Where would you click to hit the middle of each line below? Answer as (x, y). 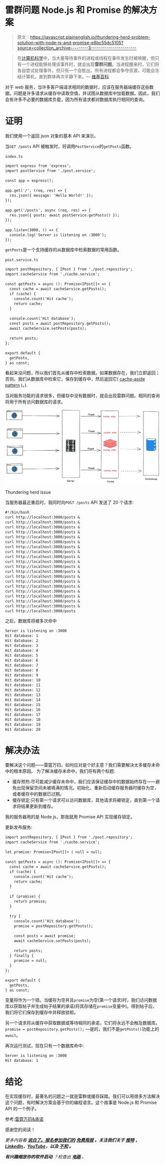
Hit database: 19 (23, 724)
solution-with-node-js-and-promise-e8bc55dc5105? (70, 42)
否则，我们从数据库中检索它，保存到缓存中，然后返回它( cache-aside (75, 379)
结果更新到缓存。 (38, 806)
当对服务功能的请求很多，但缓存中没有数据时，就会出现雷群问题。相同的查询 (82, 395)
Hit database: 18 (23, 719)
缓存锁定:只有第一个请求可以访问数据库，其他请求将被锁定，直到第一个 (84, 800)
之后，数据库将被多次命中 (31, 621)
